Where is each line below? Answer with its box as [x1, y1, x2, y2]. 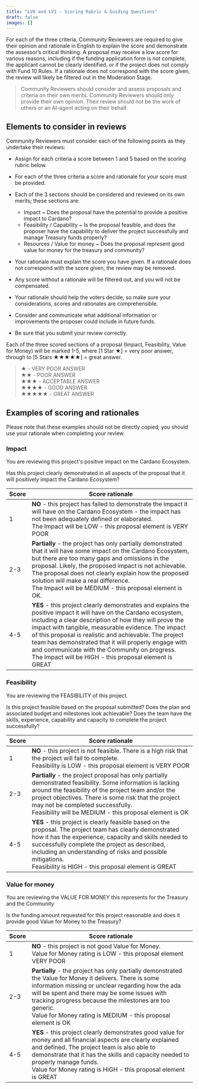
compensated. [14, 282, 50, 289]
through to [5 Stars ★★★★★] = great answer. [6, 354, 123, 361]
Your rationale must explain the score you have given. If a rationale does [14, 258, 191, 265]
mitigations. [31, 855, 65, 863]
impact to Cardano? [23, 215, 72, 222]
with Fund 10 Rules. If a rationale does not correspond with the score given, [6, 68, 191, 75]
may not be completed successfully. [31, 801, 133, 809]
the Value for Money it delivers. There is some [31, 974, 159, 982]
